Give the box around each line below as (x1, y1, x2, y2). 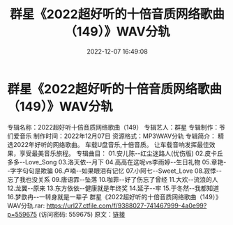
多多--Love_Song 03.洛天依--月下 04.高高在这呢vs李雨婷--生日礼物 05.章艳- (7, 157, 227, 166)
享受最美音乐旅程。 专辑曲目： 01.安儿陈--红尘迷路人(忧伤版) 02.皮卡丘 (19, 149, 223, 157)
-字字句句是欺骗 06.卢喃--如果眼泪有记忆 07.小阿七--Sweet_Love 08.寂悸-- (7, 166, 222, 175)
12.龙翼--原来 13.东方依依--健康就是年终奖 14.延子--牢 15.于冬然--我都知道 (7, 184, 220, 192)
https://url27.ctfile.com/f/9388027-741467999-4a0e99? (46, 201, 207, 210)
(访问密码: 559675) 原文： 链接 (38, 210, 126, 218)
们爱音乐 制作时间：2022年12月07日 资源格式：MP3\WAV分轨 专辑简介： (7, 132, 216, 140)
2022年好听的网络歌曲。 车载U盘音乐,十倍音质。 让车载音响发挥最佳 (13, 140, 209, 148)
